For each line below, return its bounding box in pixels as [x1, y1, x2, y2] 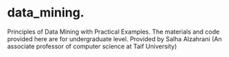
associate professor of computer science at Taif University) [7, 42, 177, 50]
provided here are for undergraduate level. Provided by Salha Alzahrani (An [7, 34, 222, 43]
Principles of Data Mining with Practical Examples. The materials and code [7, 27, 220, 36]
